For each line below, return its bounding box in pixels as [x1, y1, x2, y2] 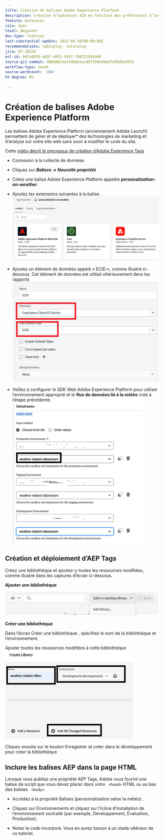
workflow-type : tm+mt [5, 64, 49, 69]
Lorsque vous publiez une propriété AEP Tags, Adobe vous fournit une [5, 776, 147, 782]
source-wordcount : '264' [5, 70, 56, 75]
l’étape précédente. [12, 397, 51, 403]
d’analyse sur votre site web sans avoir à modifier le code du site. [5, 138, 137, 144]
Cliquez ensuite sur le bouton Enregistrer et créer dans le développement [5, 744, 152, 750]
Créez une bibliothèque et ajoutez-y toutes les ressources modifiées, [5, 567, 144, 573]
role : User [5, 23, 27, 28]
